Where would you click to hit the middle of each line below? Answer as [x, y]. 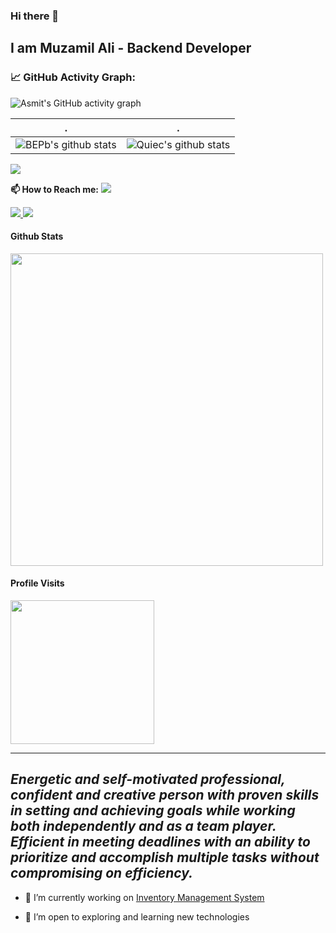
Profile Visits [37, 583]
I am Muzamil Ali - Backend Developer [131, 48]
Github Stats [37, 236]
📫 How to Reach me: [55, 189]
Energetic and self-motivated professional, [148, 779]
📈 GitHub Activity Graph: [73, 77]
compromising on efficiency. [102, 873]
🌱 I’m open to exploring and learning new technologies [137, 916]
